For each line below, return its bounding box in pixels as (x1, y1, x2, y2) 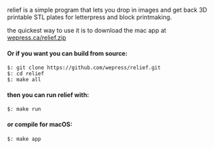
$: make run (7, 106, 41, 113)
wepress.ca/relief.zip (7, 33, 67, 42)
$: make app (7, 135, 41, 142)
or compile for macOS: (7, 120, 73, 128)
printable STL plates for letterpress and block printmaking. (7, 13, 172, 21)
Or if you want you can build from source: (7, 49, 128, 57)
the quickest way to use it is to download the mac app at (7, 27, 167, 34)
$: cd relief (7, 70, 45, 77)
